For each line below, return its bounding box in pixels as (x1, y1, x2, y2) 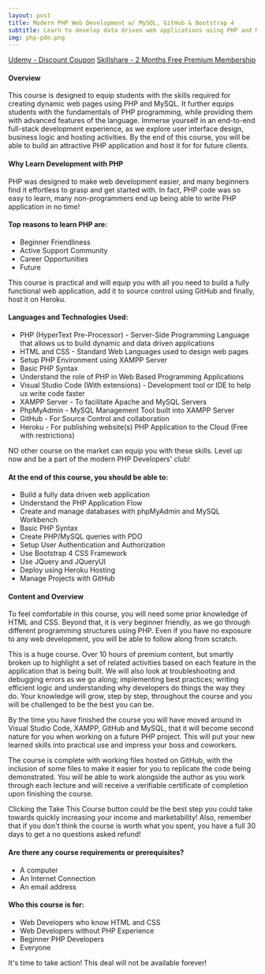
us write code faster (19, 389, 85, 398)
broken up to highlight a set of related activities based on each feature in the (8, 658, 256, 667)
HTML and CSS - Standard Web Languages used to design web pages (19, 347, 249, 356)
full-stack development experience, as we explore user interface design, (8, 124, 244, 134)
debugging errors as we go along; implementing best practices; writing (8, 675, 239, 685)
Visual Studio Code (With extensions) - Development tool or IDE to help (19, 380, 251, 390)
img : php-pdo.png (8, 33, 65, 42)
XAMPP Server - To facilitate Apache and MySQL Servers (19, 397, 207, 407)
